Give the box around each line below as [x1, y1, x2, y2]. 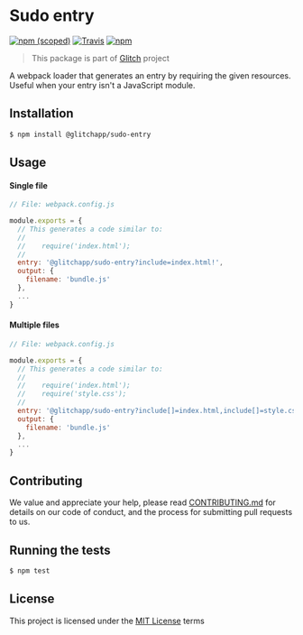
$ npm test [9, 566, 50, 575]
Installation [9, 106, 74, 122]
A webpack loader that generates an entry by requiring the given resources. [9, 69, 291, 81]
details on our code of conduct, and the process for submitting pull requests [9, 507, 293, 518]
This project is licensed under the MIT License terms [9, 615, 205, 626]
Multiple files [9, 319, 60, 330]
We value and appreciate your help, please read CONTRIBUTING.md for [9, 497, 277, 508]
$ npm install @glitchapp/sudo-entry [9, 130, 151, 139]
